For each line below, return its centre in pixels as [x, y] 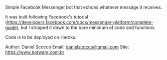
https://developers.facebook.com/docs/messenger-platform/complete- [80, 22]
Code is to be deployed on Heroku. [41, 37]
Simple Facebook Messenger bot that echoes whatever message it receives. [84, 7]
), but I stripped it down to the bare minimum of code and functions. [86, 27]
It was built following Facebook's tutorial [47, 17]
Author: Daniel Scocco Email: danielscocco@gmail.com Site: [67, 47]
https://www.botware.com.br [35, 52]
